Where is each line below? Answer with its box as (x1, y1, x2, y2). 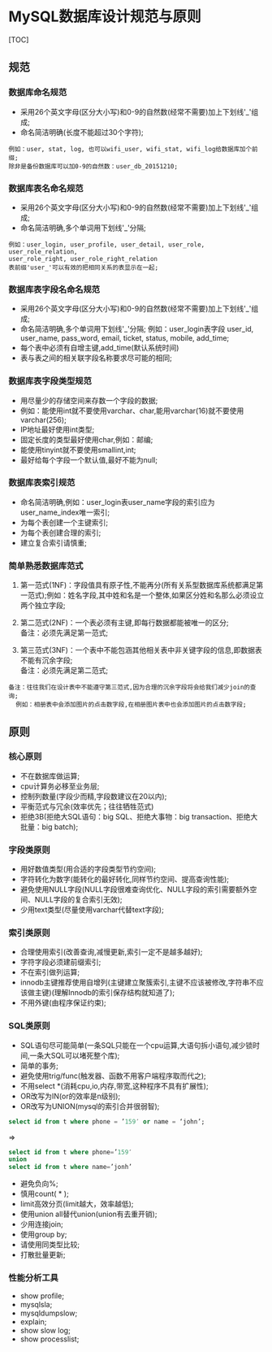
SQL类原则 (8, 1020, 50, 1032)
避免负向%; (19, 1179, 58, 1189)
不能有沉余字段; (19, 655, 73, 665)
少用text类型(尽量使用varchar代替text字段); (19, 905, 164, 915)
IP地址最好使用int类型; (19, 424, 95, 434)
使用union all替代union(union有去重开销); (19, 1209, 158, 1219)
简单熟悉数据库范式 (8, 560, 84, 572)
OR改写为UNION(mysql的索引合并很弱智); (19, 1101, 160, 1111)
